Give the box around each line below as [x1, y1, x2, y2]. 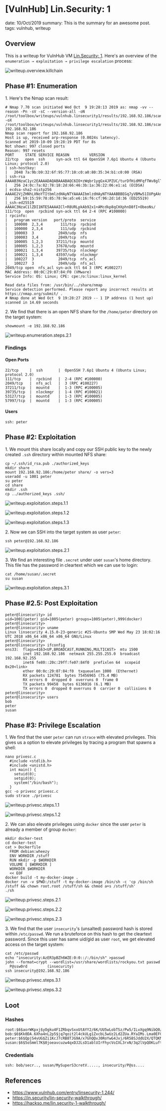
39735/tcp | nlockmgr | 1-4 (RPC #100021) [5, 389, 103, 395]
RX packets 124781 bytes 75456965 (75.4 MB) [23, 673, 119, 678]
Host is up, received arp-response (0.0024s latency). [5, 135, 121, 140]
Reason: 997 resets [5, 148, 45, 153]
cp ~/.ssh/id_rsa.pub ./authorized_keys [5, 461, 90, 466]
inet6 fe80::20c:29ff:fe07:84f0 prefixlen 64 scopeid [23, 660, 140, 665]
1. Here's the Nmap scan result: [5, 95, 69, 101]
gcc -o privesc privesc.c [5, 789, 58, 794]
